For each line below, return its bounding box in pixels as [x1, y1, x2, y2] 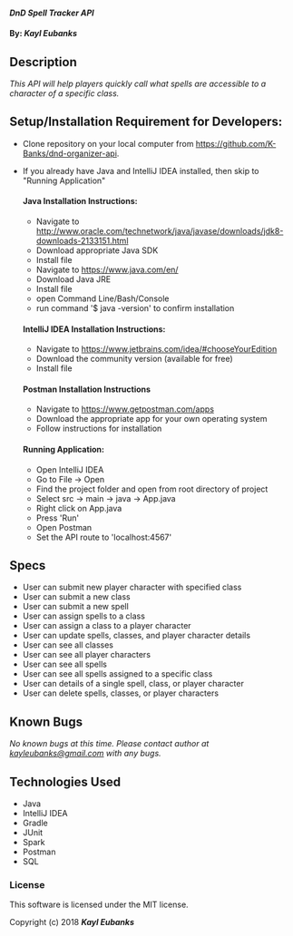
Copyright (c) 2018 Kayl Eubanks [9, 917, 134, 928]
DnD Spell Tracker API [9, 7, 94, 18]
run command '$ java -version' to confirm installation [35, 303, 235, 314]
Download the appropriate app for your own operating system [35, 414, 268, 424]
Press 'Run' [35, 512, 80, 523]
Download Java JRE [35, 274, 112, 285]
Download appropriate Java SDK [35, 245, 159, 256]
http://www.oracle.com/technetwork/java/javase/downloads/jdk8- [35, 226, 284, 237]
